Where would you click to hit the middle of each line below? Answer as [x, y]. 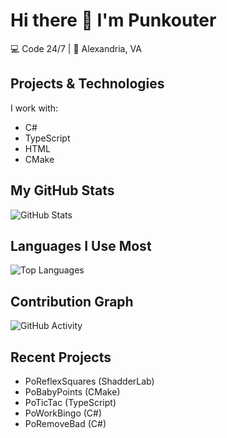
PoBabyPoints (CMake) [72, 392]
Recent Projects [61, 357]
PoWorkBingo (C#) [63, 413]
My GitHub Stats [62, 190]
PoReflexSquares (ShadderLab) [89, 381]
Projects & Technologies [87, 84]
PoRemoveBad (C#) [65, 423]
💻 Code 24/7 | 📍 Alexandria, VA [76, 48]
